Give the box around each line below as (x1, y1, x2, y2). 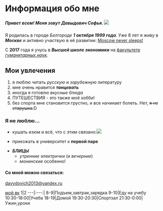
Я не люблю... (5, 117, 40, 124)
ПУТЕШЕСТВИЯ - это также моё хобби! (12, 95, 95, 101)
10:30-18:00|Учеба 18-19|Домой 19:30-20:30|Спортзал (5, 195, 118, 201)
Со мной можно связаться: (5, 169, 64, 175)
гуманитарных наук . (5, 52, 48, 58)
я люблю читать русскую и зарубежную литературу (12, 79, 122, 85)
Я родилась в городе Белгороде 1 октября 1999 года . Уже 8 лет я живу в (5, 32, 159, 38)
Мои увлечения (5, 66, 55, 75)
